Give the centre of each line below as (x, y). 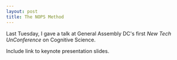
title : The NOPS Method (35, 17)
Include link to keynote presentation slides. (58, 51)
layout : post (22, 11)
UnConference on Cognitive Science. (51, 40)
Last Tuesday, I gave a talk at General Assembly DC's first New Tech (89, 33)
